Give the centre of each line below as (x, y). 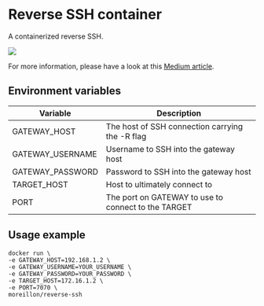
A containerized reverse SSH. (56, 36)
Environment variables (65, 91)
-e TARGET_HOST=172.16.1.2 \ (56, 281)
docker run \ (29, 253)
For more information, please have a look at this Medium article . (111, 66)
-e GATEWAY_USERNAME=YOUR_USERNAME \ (70, 267)
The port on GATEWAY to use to (165, 197)
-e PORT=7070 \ (33, 288)
